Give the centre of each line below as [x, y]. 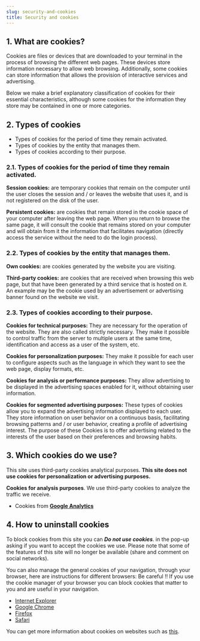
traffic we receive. [28, 494]
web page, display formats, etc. [45, 369]
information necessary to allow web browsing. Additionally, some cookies [97, 69]
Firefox [24, 613]
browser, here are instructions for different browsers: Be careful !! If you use [100, 576]
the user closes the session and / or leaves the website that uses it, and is [97, 194]
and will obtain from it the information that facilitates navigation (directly [95, 231]
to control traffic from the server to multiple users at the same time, [89, 338]
